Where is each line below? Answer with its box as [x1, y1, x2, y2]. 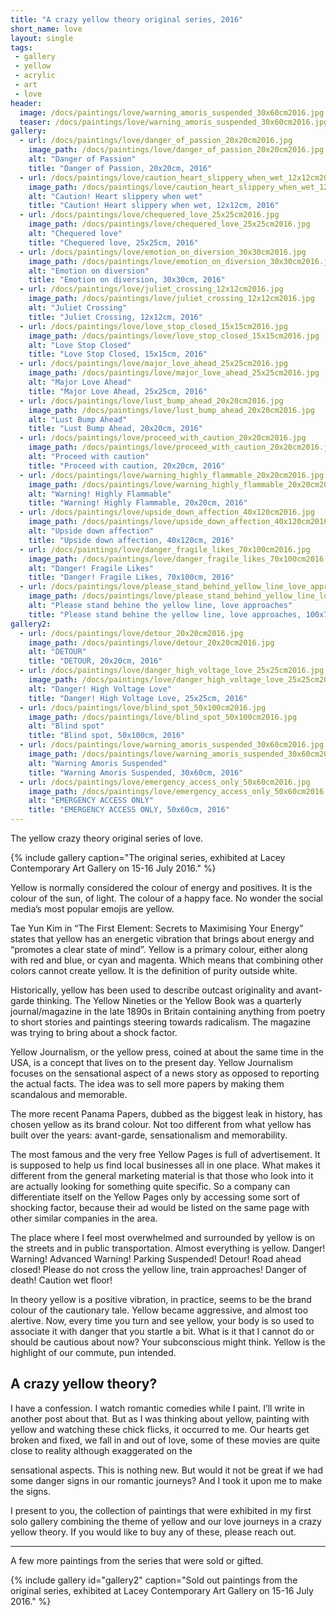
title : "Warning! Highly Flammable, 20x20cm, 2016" [28, 498, 248, 508]
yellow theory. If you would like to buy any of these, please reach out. [10, 1526, 297, 1538]
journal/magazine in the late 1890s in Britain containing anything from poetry [10, 1006, 326, 1017]
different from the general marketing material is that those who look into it [10, 1170, 314, 1181]
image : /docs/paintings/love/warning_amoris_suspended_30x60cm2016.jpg [19, 107, 325, 118]
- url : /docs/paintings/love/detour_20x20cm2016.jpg [19, 628, 244, 638]
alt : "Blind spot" [28, 721, 105, 731]
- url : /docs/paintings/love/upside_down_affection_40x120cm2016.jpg [19, 507, 315, 518]
